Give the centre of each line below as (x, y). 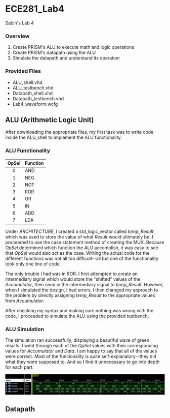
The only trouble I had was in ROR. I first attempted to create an (72, 274)
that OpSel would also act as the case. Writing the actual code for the (77, 253)
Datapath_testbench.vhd (38, 98)
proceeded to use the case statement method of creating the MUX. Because (85, 242)
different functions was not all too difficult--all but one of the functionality (82, 258)
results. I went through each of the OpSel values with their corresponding (82, 345)
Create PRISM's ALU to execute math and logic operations (73, 47)
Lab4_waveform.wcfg (35, 104)
